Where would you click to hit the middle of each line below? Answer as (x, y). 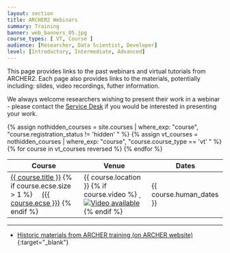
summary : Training (33, 26)
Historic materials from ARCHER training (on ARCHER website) (105, 234)
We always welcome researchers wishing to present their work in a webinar (114, 99)
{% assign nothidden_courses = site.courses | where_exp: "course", (103, 127)
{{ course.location (113, 177)
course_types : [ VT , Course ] (50, 39)
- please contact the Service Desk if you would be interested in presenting (112, 106)
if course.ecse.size (41, 186)
